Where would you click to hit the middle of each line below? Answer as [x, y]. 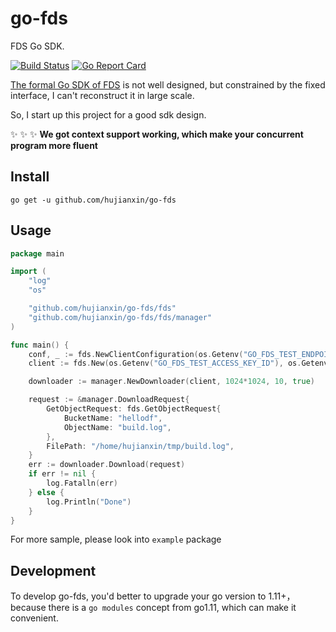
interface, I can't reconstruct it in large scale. [102, 95]
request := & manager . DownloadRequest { [109, 400]
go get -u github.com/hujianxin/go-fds [93, 200]
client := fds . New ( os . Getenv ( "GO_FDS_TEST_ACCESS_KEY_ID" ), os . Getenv [178, 363]
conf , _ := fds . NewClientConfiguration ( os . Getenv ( [136, 354]
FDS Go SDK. [37, 46]
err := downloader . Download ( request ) [107, 465]
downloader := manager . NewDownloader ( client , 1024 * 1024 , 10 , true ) [171, 382]
